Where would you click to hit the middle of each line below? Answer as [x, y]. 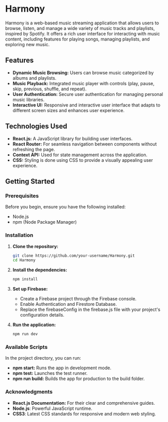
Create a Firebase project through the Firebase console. [78, 299]
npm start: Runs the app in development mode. [62, 368]
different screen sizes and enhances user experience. [68, 110]
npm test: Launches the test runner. [50, 373]
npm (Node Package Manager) [45, 222]
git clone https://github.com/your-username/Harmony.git [74, 256]
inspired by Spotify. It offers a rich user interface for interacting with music [83, 33]
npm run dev [25, 334]
